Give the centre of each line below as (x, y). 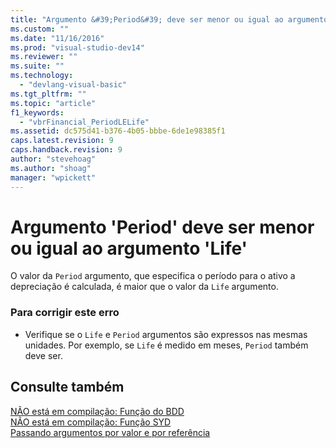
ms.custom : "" (40, 29)
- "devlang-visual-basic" (73, 85)
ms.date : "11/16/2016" (57, 38)
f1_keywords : (37, 112)
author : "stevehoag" (53, 159)
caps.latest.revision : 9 (62, 141)
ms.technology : (42, 76)
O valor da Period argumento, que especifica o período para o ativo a (153, 276)
